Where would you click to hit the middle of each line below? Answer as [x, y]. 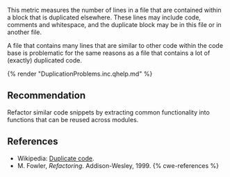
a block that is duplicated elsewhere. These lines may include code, [104, 17]
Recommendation [46, 95]
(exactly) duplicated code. [44, 60]
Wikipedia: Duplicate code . [56, 158]
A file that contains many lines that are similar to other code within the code [115, 45]
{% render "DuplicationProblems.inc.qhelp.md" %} [80, 74]
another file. [24, 32]
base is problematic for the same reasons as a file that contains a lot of [109, 53]
